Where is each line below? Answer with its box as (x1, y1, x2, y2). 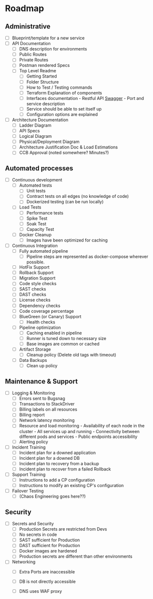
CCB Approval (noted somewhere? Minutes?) (19, 150, 109, 156)
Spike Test (26, 215, 47, 221)
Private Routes (19, 57, 48, 63)
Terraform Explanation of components (26, 90, 102, 96)
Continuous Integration (12, 243, 58, 248)
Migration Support (19, 275, 56, 281)
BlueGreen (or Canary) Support (19, 313, 82, 319)
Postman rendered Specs (19, 63, 70, 68)
